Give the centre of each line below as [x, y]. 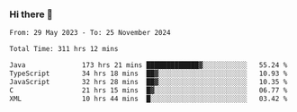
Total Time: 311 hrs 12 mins [64, 49]
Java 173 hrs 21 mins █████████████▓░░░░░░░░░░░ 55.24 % [148, 65]
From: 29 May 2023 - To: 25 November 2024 [90, 33]
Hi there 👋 [31, 14]
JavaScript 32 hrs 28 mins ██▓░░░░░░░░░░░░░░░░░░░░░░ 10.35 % [148, 82]
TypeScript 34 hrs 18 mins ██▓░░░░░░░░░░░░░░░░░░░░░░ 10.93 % [148, 73]
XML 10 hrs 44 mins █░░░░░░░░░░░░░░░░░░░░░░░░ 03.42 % [148, 99]
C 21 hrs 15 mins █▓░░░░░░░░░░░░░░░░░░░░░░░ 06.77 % [148, 90]
